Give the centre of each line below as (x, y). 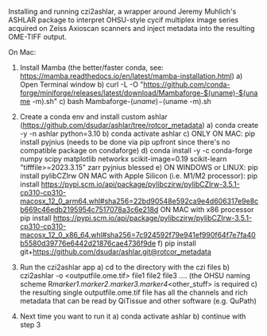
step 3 (30, 324)
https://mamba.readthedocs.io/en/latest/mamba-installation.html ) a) (131, 76)
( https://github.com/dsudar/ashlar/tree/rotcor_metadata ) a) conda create (139, 125)
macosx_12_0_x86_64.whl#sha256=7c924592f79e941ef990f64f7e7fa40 (137, 235)
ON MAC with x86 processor (207, 209)
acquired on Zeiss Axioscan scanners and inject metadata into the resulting (132, 28)
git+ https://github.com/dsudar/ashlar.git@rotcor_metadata (116, 252)
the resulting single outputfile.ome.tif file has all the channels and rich (133, 292)
